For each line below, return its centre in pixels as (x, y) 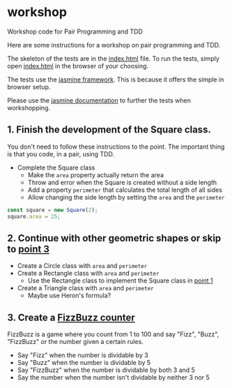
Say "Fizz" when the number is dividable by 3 (83, 355)
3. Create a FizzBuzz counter (71, 317)
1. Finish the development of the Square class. (109, 130)
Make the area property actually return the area (96, 174)
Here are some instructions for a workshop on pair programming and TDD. (114, 45)
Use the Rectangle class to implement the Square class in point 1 (121, 281)
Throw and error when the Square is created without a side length (122, 182)
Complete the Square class (56, 167)
